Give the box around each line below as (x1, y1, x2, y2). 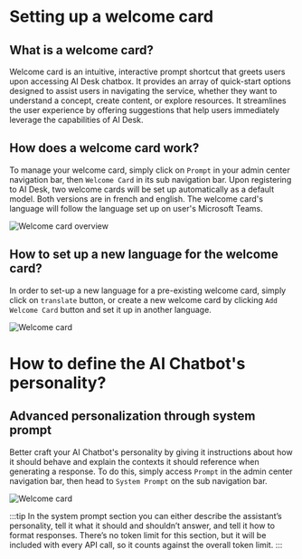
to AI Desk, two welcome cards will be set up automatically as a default (9, 184, 275, 194)
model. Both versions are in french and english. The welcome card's (9, 193, 264, 204)
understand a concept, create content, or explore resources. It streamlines (9, 95, 287, 106)
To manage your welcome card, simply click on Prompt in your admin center (9, 165, 291, 175)
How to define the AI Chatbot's (9, 353, 246, 374)
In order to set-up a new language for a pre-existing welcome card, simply (9, 285, 287, 296)
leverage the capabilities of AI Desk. (9, 115, 144, 125)
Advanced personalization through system (9, 409, 256, 424)
